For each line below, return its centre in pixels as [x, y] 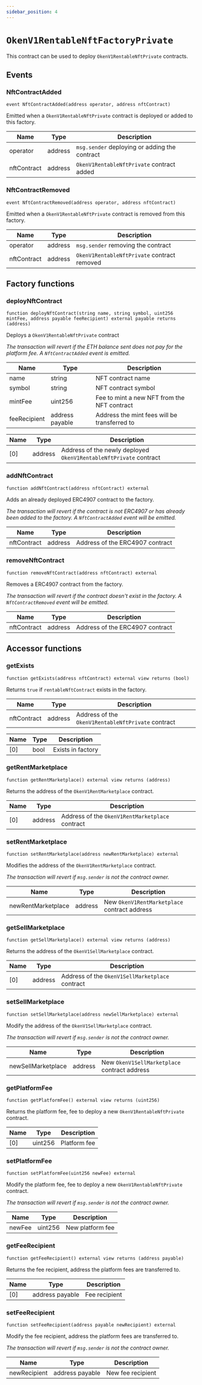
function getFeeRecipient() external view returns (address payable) [95, 1258]
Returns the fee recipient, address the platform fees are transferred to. [93, 1269]
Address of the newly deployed [105, 450]
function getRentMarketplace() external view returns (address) [88, 780]
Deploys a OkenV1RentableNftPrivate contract [63, 335]
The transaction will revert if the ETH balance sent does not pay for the [95, 347]
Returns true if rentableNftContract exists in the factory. [77, 689]
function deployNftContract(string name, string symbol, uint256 [90, 314]
